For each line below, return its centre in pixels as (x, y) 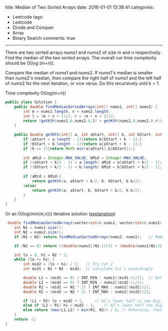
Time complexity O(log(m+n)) (36, 93)
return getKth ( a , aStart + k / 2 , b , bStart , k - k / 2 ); (87, 181)
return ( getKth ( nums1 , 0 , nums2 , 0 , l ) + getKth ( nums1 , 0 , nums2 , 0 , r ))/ (94, 121)
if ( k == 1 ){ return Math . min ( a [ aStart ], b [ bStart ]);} (79, 149)
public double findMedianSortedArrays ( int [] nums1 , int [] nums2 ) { (86, 107)
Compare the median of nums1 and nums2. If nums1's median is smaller (79, 73)
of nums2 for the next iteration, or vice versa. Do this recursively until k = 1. (82, 83)
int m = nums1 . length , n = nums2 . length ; (67, 111)
